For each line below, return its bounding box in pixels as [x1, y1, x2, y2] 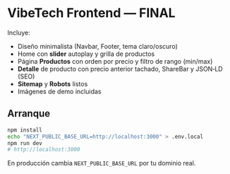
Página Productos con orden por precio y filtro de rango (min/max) [17, 57, 213, 65]
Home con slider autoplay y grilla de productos [17, 50, 155, 58]
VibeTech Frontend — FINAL [7, 5, 176, 21]
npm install [7, 126, 42, 134]
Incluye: [7, 28, 30, 37]
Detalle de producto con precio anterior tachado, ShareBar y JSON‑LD [17, 64, 224, 73]
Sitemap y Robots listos [17, 79, 88, 88]
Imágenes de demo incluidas [17, 87, 102, 95]
